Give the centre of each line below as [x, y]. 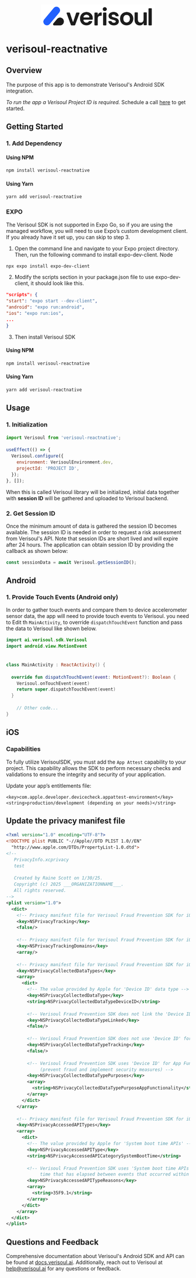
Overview [24, 71]
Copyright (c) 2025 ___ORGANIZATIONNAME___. [69, 884]
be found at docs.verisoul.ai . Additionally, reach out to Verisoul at [84, 1262]
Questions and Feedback [52, 1242]
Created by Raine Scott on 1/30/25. [58, 878]
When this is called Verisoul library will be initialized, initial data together [93, 492]
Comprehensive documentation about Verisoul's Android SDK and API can [95, 1256]
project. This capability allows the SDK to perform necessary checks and [94, 768]
